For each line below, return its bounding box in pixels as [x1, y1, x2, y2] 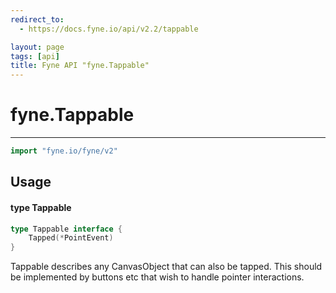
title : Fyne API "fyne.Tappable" [10, 61, 150, 71]
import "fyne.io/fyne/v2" [10, 146, 118, 156]
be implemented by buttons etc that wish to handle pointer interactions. [10, 271, 305, 283]
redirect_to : [10, 14, 65, 25]
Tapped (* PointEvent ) [28, 233, 114, 243]
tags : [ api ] [10, 51, 60, 61]
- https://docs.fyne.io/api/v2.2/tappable [19, 24, 199, 34]
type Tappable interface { [10, 224, 123, 234]
